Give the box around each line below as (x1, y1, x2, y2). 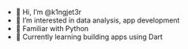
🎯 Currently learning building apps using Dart (15, 32, 164, 41)
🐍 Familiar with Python (15, 24, 89, 33)
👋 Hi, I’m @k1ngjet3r (15, 8, 81, 16)
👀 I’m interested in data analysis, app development (15, 16, 180, 25)
